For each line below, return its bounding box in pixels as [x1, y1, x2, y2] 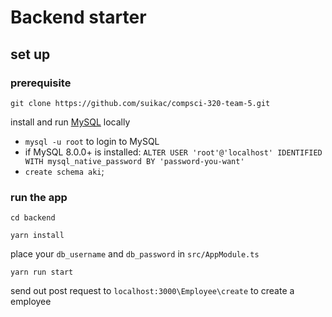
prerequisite [10, 76, 72, 90]
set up [10, 46, 51, 63]
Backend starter [10, 6, 147, 29]
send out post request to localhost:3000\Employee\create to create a [10, 285, 295, 297]
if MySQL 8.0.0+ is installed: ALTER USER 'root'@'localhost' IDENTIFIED [24, 146, 323, 158]
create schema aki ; [24, 165, 105, 177]
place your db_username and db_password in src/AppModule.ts [10, 248, 260, 260]
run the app [10, 190, 68, 204]
